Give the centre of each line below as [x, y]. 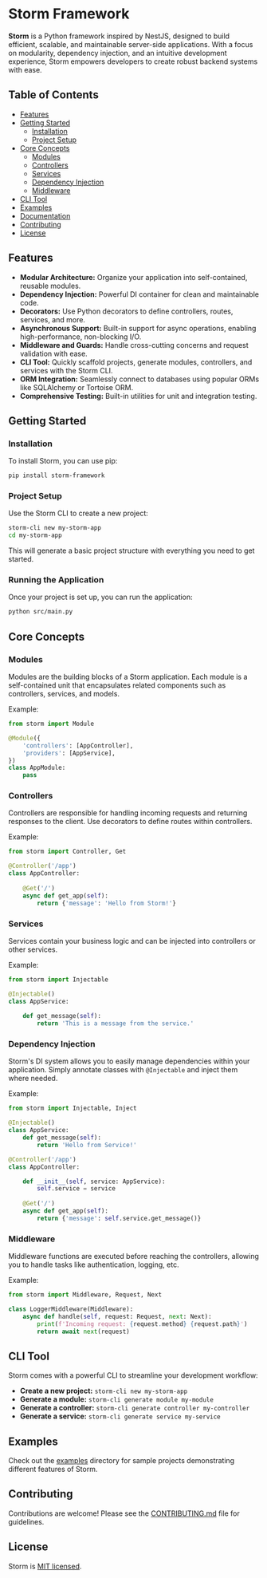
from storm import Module [51, 724]
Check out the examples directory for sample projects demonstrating [122, 1461]
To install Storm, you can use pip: [63, 461]
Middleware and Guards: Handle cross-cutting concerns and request [134, 345]
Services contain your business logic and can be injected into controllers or [132, 941]
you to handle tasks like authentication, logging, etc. [94, 1264]
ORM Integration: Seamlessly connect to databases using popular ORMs [139, 379]
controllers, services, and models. [64, 694]
